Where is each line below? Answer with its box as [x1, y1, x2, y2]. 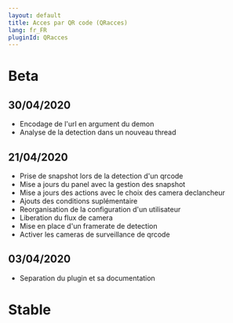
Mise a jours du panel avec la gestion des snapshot [19, 180, 186, 189]
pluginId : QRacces [8, 33, 68, 42]
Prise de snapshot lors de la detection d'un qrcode [19, 171, 184, 181]
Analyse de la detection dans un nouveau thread [19, 127, 177, 138]
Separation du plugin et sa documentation [19, 273, 155, 283]
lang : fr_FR [8, 26, 47, 34]
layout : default [8, 11, 61, 20]
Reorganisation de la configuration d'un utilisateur [19, 205, 181, 215]
